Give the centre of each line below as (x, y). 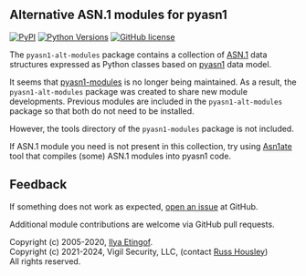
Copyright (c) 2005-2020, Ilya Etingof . (81, 241)
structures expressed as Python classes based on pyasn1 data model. (141, 64)
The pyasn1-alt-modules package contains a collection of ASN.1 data (138, 55)
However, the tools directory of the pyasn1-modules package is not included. (152, 128)
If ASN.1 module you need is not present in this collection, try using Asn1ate (151, 146)
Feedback (38, 184)
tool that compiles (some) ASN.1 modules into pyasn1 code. (120, 156)
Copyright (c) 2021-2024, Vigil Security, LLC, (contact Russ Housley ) (139, 251)
